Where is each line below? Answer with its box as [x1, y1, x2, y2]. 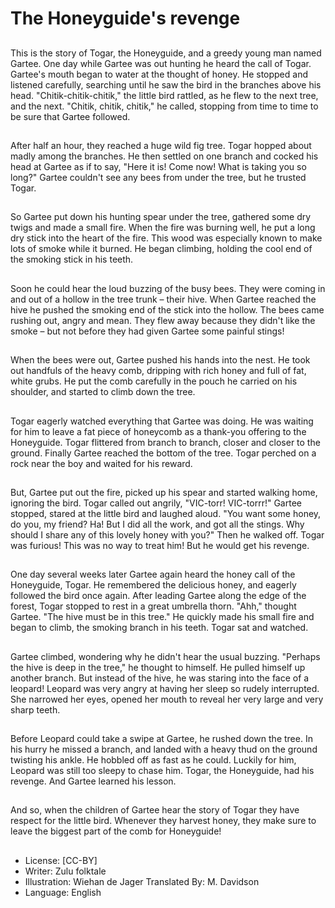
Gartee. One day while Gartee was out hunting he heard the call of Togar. [10, 57, 312, 69]
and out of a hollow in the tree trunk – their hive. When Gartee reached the [10, 293, 317, 305]
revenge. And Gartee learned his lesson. [10, 775, 177, 787]
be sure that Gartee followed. [10, 110, 131, 122]
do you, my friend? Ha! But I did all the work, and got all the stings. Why [10, 518, 305, 530]
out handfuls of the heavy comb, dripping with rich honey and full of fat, [10, 365, 307, 377]
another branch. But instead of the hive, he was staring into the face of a [10, 672, 310, 684]
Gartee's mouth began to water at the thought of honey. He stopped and [10, 68, 308, 80]
